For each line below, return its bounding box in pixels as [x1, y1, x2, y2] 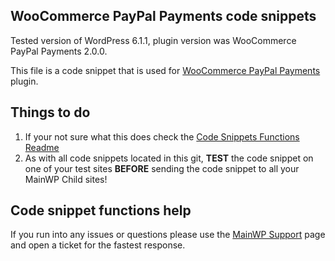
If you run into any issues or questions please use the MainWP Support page [10, 229, 326, 241]
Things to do [10, 104, 91, 121]
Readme [24, 141, 60, 153]
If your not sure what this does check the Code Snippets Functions [24, 130, 300, 143]
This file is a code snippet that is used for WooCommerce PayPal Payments [10, 64, 321, 76]
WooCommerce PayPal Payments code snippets [10, 8, 317, 25]
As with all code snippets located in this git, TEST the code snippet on [24, 152, 314, 164]
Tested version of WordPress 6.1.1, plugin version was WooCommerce [10, 34, 297, 46]
